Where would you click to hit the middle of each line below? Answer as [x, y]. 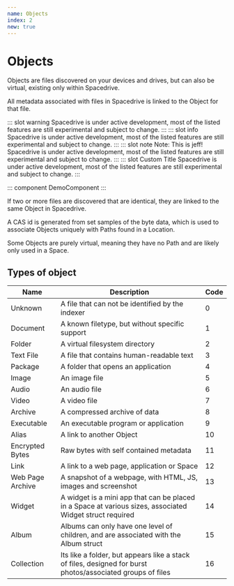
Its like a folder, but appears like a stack [125, 555]
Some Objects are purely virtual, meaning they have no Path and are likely [113, 243]
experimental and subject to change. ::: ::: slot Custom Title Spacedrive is [112, 159]
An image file [82, 378]
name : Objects [28, 14]
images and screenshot [99, 486]
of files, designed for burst [104, 564]
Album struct [81, 543]
